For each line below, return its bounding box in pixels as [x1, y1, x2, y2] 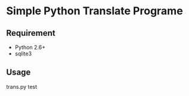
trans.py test [6, 83, 38, 90]
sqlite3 [14, 50, 32, 57]
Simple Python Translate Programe [6, 4, 184, 18]
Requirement [6, 28, 56, 38]
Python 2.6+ [14, 44, 46, 51]
